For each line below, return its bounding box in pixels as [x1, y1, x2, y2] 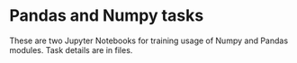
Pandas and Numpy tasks [9, 5, 204, 26]
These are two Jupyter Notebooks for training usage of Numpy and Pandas [9, 35, 289, 46]
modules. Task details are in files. [9, 44, 133, 55]
